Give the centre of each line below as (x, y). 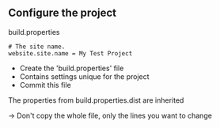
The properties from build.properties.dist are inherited (96, 100)
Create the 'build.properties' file (72, 68)
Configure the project (63, 13)
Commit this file (45, 85)
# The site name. (37, 47)
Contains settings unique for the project (84, 76)
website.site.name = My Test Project (70, 53)
